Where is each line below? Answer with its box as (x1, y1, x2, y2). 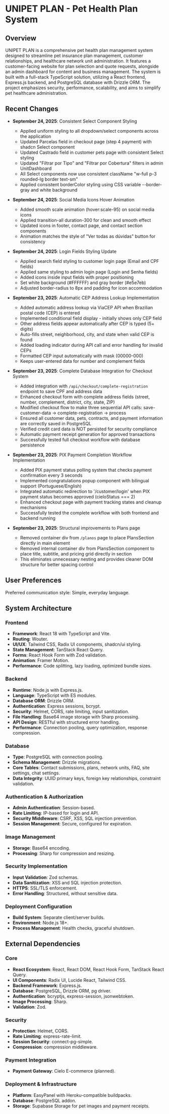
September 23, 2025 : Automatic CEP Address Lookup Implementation (12, 295, 159, 301)
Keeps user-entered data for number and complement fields (20, 358, 145, 364)
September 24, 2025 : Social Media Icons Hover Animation (12, 196, 135, 202)
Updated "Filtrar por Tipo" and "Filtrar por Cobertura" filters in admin (20, 160, 163, 166)
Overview (5, 34, 37, 42)
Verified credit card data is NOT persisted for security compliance (20, 426, 157, 432)
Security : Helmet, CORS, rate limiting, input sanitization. (12, 708, 130, 714)
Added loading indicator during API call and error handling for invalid (20, 342, 163, 348)
